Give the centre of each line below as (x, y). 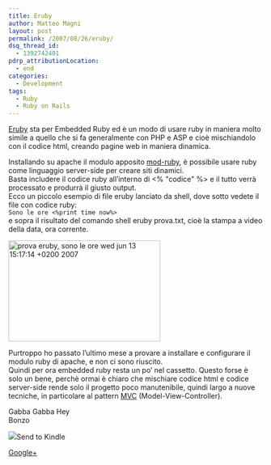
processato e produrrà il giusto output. (72, 188)
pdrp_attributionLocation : (54, 61)
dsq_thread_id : (34, 46)
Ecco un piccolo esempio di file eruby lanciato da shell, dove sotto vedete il (134, 197)
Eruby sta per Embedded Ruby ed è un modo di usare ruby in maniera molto (135, 129)
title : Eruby (30, 16)
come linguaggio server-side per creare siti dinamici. (96, 171)
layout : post (30, 31)
